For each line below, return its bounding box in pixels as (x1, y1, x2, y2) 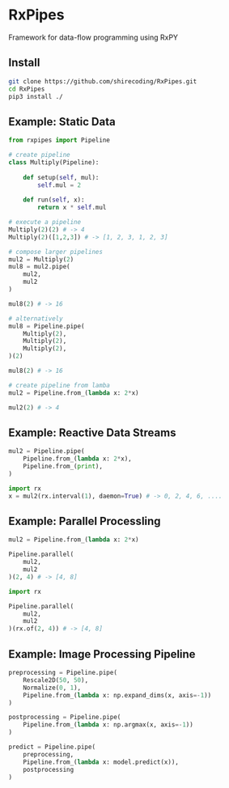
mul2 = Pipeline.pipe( (8, 447, 85, 455)
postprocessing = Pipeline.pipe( (8, 714, 121, 722)
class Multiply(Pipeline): (8, 158, 100, 167)
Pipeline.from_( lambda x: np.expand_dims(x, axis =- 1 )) (23, 691, 212, 699)
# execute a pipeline (8, 218, 82, 227)
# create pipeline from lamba (8, 381, 111, 389)
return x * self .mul (37, 204, 107, 212)
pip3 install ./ (8, 92, 63, 100)
